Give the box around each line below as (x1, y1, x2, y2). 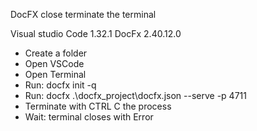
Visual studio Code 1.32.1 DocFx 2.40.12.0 (10, 28, 182, 39)
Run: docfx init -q (24, 79, 97, 91)
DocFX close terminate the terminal (10, 9, 157, 20)
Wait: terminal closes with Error (24, 111, 154, 123)
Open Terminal (24, 69, 87, 80)
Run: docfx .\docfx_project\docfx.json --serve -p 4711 (24, 90, 247, 101)
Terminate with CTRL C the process (24, 100, 172, 112)
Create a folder (24, 47, 88, 59)
